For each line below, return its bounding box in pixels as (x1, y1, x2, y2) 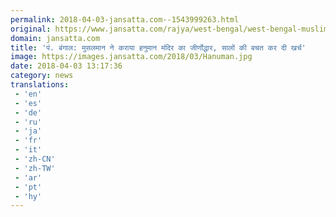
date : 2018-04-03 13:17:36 (10, 61, 123, 71)
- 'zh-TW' (14, 163, 56, 173)
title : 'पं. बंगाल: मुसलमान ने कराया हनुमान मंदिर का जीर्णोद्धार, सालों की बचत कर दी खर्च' (10, 42, 307, 53)
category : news (10, 71, 74, 81)
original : (10, 24, 52, 34)
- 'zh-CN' (14, 154, 56, 164)
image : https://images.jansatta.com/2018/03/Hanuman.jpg (10, 52, 253, 62)
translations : (10, 80, 70, 90)
